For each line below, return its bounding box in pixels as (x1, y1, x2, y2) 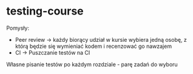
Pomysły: (6, 24, 29, 32)
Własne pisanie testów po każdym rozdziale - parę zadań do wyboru (6, 61, 178, 68)
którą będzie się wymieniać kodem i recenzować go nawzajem (15, 42, 172, 50)
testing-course (6, 4, 84, 18)
